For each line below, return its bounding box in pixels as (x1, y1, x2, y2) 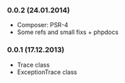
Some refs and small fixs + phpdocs (16, 28, 119, 36)
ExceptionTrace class (16, 67, 77, 76)
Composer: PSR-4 (16, 21, 68, 29)
